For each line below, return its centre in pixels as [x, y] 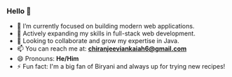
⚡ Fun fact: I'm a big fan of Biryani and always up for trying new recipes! [121, 67]
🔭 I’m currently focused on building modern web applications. [105, 26]
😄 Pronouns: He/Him [48, 59]
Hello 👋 [19, 11]
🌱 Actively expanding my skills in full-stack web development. [106, 33]
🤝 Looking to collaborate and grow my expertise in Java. [98, 41]
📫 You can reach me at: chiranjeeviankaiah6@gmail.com [102, 49]
